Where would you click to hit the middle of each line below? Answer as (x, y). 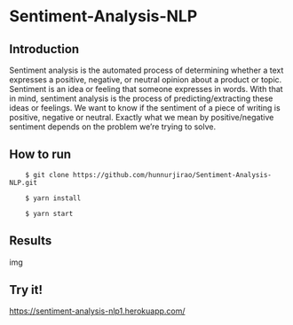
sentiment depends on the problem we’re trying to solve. (112, 127)
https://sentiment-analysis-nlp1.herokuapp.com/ (97, 311)
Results (31, 241)
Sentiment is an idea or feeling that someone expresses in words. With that (146, 89)
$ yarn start (49, 213)
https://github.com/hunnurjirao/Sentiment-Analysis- (172, 174)
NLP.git (24, 182)
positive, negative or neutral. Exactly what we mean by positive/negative (142, 117)
